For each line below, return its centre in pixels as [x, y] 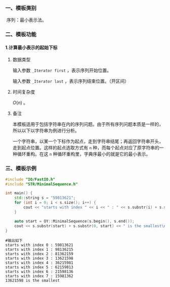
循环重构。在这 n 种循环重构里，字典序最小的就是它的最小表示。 [84, 154]
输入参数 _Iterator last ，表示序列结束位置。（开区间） [71, 81]
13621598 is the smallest [32, 281]
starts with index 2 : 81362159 [39, 254]
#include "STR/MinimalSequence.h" [42, 184]
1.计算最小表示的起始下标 [31, 47]
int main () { [19, 193]
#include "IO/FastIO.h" [30, 179]
